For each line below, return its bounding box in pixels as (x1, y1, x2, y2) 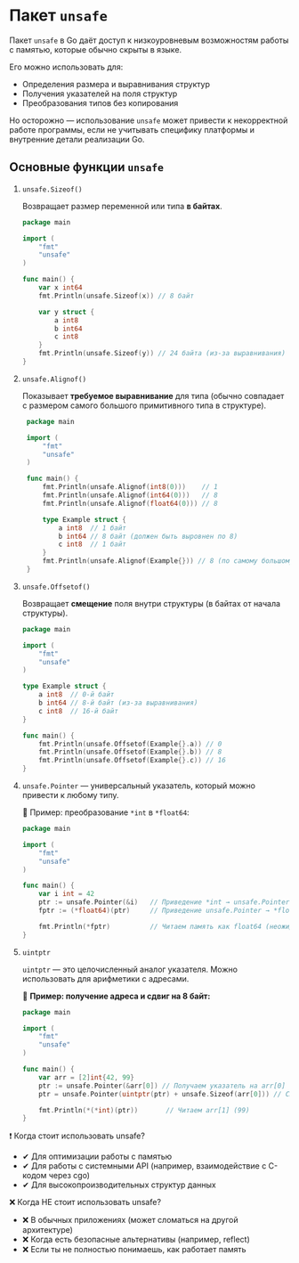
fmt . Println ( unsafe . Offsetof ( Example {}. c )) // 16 (38, 756, 227, 765)
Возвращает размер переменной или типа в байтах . (21, 200, 222, 211)
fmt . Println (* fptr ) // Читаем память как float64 (38, 922, 263, 931)
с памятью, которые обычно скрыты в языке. (9, 44, 182, 54)
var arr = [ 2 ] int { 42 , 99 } (38, 1072, 135, 1082)
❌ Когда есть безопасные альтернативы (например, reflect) (21, 1234, 251, 1245)
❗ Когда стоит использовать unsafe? (9, 1130, 145, 1141)
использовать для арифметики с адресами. (21, 973, 190, 984)
